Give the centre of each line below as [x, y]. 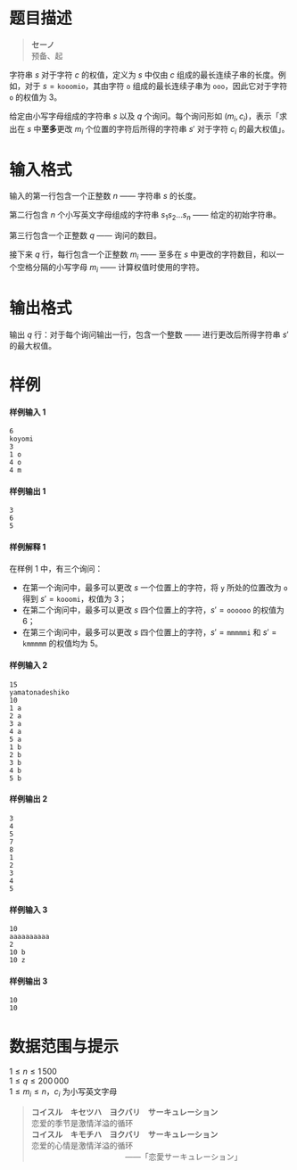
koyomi [21, 439]
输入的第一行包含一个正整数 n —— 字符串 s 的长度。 [105, 196]
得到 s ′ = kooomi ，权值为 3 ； [74, 598]
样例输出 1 [28, 490]
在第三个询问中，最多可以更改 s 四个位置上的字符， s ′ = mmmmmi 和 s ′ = [149, 632]
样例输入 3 [29, 910]
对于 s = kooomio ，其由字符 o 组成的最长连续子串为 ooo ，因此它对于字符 [156, 86]
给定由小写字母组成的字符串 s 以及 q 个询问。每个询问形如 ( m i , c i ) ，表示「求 [148, 117]
